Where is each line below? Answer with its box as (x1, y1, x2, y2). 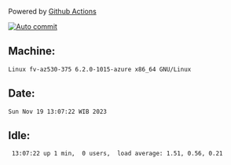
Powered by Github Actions (8, 7, 97, 16)
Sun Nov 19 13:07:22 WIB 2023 (8, 108, 108, 115)
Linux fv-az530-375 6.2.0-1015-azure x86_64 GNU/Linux (8, 65, 192, 73)
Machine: (8, 45, 56, 58)
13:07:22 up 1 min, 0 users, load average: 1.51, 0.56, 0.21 (11, 149, 223, 158)
